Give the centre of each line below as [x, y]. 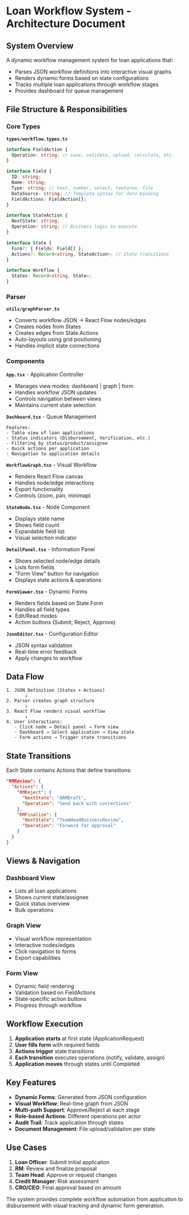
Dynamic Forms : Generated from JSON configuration [81, 1097]
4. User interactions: [34, 722]
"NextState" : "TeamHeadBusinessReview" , [73, 820]
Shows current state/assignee [52, 897]
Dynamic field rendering [44, 986]
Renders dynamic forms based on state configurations [82, 78]
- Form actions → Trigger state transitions [70, 738]
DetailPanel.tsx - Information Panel [51, 549]
